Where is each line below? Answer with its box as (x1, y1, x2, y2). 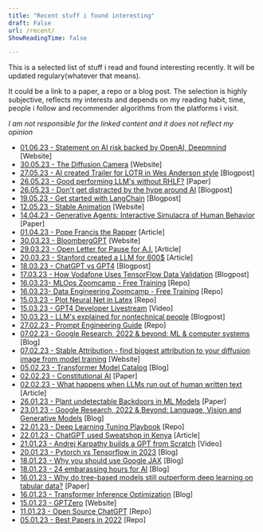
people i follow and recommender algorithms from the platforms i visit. (8, 104, 239, 113)
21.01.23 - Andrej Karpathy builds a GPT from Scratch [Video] (19, 439, 222, 448)
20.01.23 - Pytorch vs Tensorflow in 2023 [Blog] (19, 448, 179, 457)
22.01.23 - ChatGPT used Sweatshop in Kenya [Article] (19, 431, 201, 440)
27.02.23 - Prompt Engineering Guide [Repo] (19, 320, 167, 331)
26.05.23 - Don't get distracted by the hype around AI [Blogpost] (19, 185, 233, 195)
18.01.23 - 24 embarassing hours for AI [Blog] (19, 464, 170, 474)
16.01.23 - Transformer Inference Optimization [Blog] (19, 490, 194, 499)
